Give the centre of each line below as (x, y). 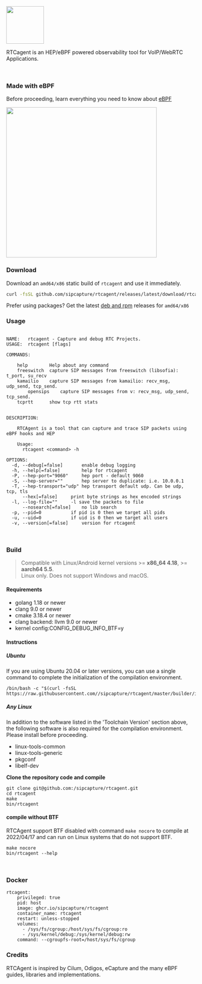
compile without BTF (32, 817)
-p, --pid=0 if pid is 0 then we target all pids (88, 512)
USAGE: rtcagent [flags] (38, 344)
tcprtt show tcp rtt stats (57, 402)
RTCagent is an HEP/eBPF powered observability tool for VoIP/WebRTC (95, 52)
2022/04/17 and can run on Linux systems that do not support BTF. (89, 837)
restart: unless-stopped (48, 919)
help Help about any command (63, 365)
